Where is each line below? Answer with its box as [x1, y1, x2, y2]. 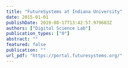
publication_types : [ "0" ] [6, 31, 70, 37]
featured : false [6, 42, 46, 48]
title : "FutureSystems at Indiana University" [6, 8, 123, 15]
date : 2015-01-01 [6, 14, 49, 20]
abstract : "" [6, 36, 38, 42]
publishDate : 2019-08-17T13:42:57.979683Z [6, 20, 112, 25]
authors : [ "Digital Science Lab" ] [6, 25, 91, 31]
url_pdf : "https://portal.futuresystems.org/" [6, 53, 123, 59]
